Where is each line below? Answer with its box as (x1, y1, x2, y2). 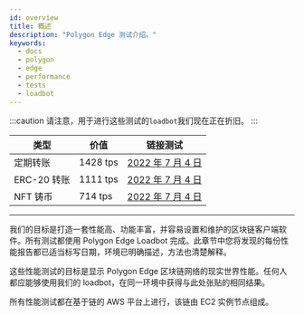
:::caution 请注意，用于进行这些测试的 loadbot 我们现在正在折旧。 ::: (9, 115, 259, 126)
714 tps (79, 189, 113, 202)
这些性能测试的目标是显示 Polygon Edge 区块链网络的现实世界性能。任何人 (9, 265, 288, 276)
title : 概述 (9, 22, 52, 31)
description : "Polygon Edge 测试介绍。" (9, 30, 157, 39)
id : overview (9, 13, 59, 23)
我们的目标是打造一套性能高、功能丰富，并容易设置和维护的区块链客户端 (9, 224, 279, 234)
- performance (17, 72, 71, 81)
